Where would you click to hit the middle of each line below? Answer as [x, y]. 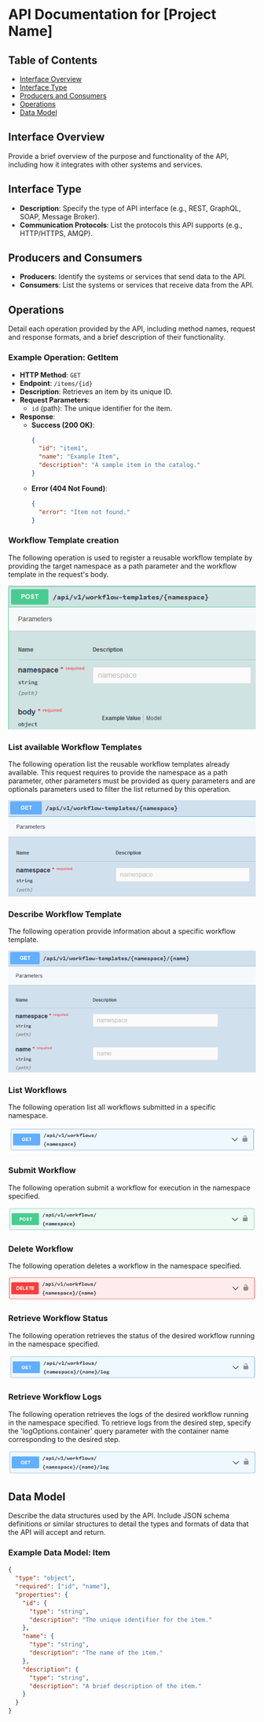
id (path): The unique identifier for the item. [102, 408]
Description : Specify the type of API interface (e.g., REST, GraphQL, [130, 208]
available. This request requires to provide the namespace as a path [118, 773]
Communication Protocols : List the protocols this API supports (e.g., [131, 225]
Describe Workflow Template [65, 914]
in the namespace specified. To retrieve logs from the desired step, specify [130, 1422]
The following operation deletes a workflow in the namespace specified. [125, 1266]
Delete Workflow [41, 1249]
